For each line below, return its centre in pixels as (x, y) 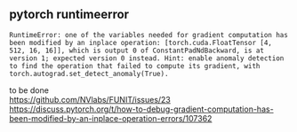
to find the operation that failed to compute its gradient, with (135, 66)
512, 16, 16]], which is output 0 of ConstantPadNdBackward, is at (137, 50)
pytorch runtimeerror (69, 15)
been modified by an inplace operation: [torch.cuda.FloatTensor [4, (141, 43)
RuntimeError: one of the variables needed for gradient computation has (149, 35)
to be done (29, 90)
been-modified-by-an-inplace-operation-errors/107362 (111, 118)
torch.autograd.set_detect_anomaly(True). (89, 74)
